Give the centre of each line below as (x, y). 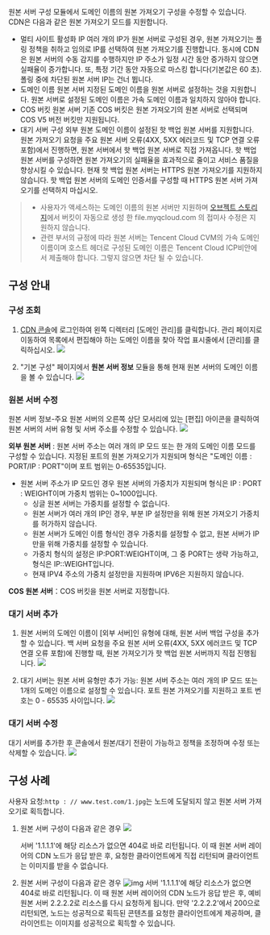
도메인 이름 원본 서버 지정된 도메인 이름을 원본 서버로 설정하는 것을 (124, 89)
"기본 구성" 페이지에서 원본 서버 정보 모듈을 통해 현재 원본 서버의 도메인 (131, 367)
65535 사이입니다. (76, 700)
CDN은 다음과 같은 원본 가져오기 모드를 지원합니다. (88, 22)
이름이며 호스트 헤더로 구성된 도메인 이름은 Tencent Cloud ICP (139, 247)
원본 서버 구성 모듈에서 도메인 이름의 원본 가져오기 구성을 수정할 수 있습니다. (128, 12)
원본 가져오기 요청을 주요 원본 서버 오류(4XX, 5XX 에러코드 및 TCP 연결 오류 (140, 140)
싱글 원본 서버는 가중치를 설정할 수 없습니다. (101, 503)
